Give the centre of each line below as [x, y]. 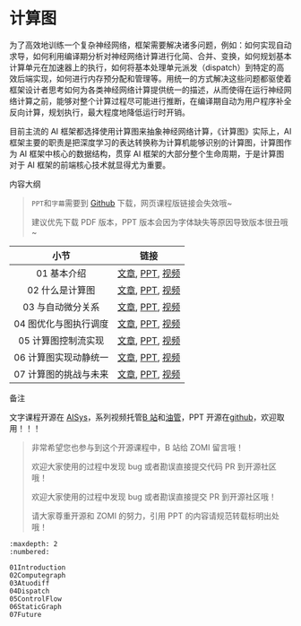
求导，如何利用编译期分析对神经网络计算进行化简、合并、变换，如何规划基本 [150, 56]
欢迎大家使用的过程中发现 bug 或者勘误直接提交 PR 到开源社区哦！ [154, 496]
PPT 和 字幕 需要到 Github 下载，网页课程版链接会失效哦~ [132, 203]
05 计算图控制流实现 [61, 340]
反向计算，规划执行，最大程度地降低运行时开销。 [99, 112]
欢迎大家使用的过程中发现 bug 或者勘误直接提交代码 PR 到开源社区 [154, 466]
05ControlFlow [36, 599]
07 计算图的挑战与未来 [61, 374]
